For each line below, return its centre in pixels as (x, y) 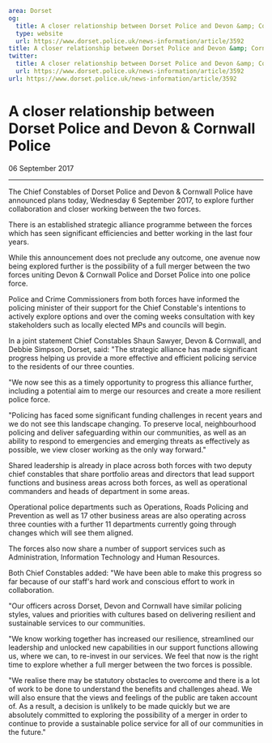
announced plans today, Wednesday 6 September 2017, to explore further (131, 200)
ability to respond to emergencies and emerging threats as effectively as (129, 440)
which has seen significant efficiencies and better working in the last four (131, 233)
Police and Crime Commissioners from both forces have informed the (124, 298)
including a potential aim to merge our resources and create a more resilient (135, 391)
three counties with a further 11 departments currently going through (123, 524)
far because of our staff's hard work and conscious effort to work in (121, 581)
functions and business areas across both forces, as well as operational (128, 483)
